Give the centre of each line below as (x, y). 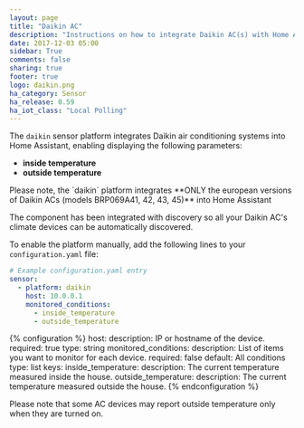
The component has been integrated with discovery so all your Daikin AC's (148, 217)
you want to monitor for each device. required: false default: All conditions (147, 357)
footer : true (34, 77)
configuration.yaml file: (54, 254)
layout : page (34, 18)
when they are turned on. (57, 414)
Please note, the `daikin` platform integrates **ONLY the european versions (151, 190)
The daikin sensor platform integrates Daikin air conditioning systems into (147, 136)
